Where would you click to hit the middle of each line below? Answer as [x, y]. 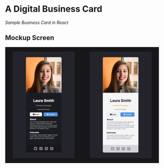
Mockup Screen [30, 38]
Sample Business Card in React [37, 22]
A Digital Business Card [54, 9]
